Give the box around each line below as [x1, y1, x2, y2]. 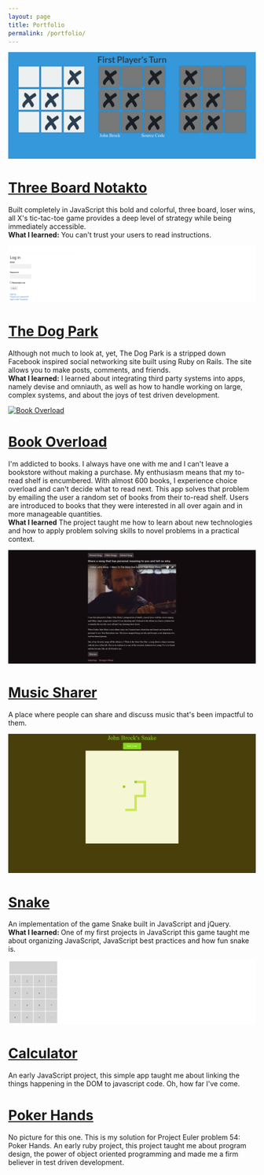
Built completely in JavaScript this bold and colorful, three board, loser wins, [8, 204, 255, 214]
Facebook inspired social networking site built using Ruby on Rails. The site [8, 356, 252, 366]
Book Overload [8, 433, 108, 451]
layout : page [8, 13, 51, 20]
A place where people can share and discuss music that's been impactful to [8, 710, 254, 720]
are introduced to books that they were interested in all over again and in [8, 500, 244, 510]
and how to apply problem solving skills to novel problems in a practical [8, 525, 240, 535]
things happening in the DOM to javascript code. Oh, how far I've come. [8, 1078, 240, 1088]
